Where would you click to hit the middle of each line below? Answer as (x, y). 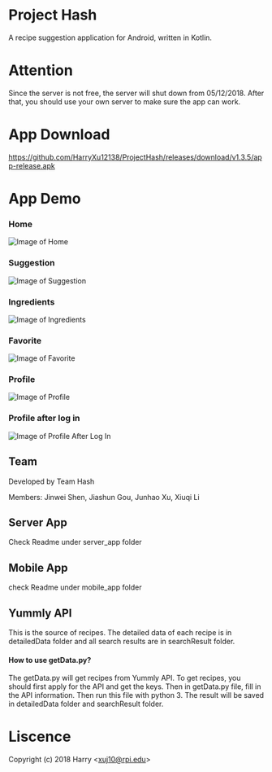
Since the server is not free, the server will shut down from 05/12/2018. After (136, 93)
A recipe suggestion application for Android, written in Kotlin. (110, 37)
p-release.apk (32, 165)
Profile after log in (44, 419)
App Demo (45, 199)
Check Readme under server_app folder (75, 542)
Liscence (40, 737)
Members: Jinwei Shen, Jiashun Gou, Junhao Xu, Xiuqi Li (104, 497)
